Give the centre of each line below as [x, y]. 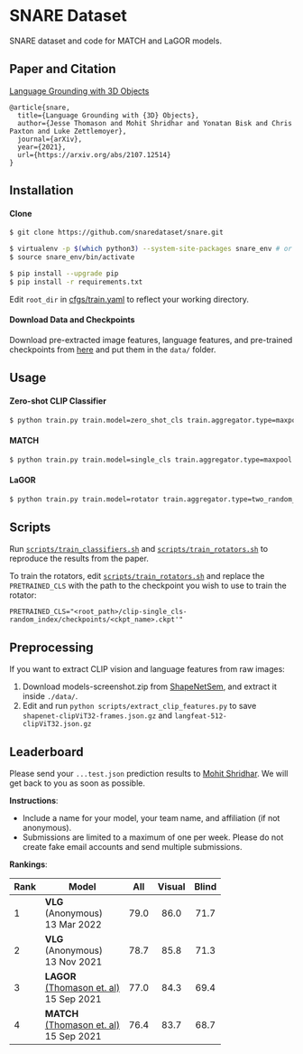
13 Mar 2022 [73, 924]
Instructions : [34, 800]
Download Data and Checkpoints [72, 320]
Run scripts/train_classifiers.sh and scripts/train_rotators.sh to [139, 549]
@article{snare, [40, 107]
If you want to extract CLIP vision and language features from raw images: [147, 669]
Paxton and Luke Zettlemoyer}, [68, 131]
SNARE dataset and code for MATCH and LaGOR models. [116, 41]
